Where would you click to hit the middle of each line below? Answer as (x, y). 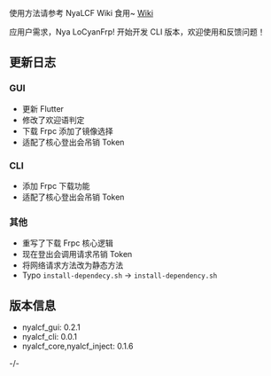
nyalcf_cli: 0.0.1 (50, 337)
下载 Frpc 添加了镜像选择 (67, 130)
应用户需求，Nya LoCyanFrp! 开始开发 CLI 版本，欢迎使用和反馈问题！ (137, 32)
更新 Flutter (43, 108)
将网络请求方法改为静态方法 (73, 265)
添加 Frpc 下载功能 (56, 185)
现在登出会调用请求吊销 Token (77, 255)
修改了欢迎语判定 (53, 120)
